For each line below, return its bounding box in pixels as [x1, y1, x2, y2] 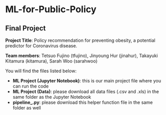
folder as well [12, 105, 41, 110]
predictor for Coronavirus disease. [5, 43, 77, 49]
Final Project [5, 24, 46, 33]
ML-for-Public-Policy [5, 4, 97, 15]
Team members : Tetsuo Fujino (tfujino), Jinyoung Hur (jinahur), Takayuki [5, 52, 158, 59]
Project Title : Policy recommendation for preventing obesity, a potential [5, 37, 155, 43]
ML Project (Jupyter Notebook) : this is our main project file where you [12, 78, 161, 83]
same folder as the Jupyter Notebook [12, 94, 92, 100]
